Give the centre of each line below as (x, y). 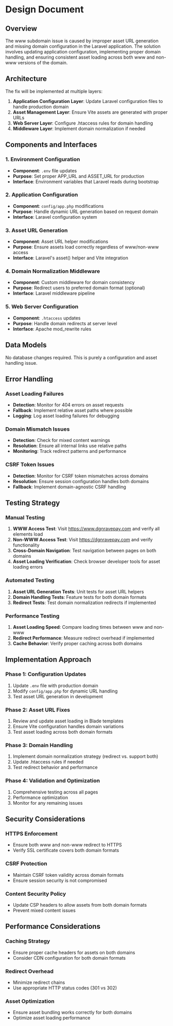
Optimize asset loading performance (51, 1018)
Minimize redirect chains (39, 982)
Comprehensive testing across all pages (55, 792)
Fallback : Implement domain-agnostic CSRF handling (69, 487)
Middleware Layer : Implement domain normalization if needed (79, 128)
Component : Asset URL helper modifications (60, 242)
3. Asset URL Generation (37, 230)
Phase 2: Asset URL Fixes (38, 710)
